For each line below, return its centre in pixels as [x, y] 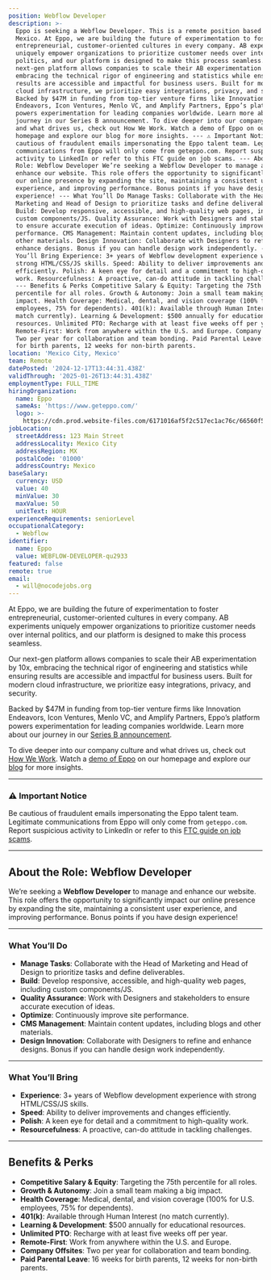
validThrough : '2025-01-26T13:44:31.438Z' [81, 376]
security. [23, 693]
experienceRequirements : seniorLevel [72, 519]
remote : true [30, 571]
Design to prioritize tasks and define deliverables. [102, 972]
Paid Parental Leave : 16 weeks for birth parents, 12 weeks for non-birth [139, 1259]
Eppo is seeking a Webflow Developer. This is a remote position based [139, 31]
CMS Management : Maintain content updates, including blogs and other [141, 1023]
